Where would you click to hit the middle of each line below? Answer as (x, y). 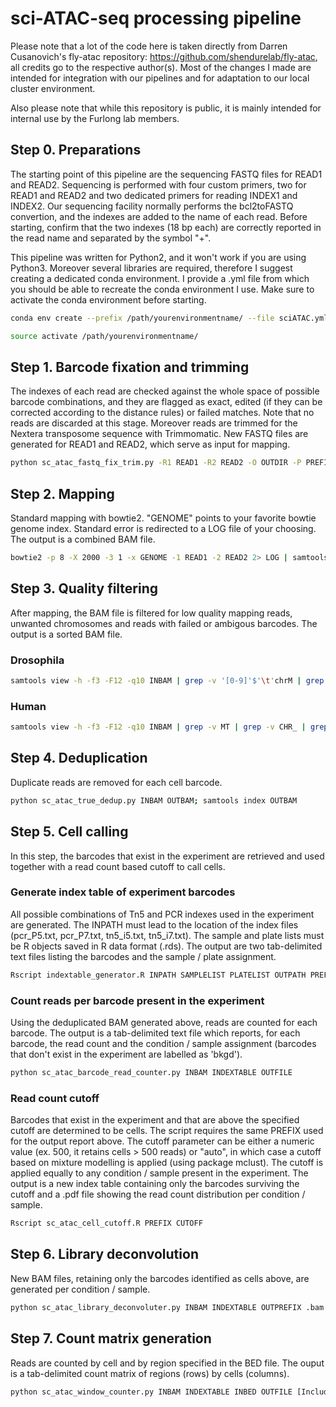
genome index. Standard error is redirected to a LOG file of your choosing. (163, 528)
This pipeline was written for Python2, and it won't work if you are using (158, 257)
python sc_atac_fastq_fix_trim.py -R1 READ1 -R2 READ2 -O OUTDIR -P (156, 463)
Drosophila (37, 660)
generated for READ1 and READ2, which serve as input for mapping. (150, 444)
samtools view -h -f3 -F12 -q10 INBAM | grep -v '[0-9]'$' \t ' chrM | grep (167, 680)
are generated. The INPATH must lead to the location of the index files (154, 924)
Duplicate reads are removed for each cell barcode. (116, 782)
